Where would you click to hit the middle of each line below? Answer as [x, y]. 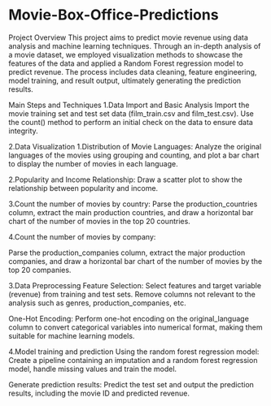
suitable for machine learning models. [72, 335]
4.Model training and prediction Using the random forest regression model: [134, 352]
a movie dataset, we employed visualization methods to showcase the [126, 54]
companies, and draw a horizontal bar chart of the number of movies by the [135, 261]
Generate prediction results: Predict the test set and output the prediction [131, 384]
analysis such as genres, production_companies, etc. [98, 303]
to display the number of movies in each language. [93, 163]
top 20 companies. [40, 270]
